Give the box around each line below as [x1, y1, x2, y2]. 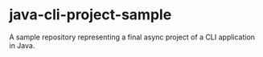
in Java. [9, 40, 35, 50]
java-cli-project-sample [9, 6, 172, 24]
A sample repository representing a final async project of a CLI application [9, 32, 256, 42]
